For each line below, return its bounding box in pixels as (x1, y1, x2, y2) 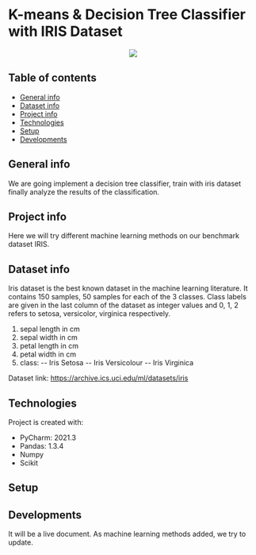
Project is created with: (8, 418, 84, 426)
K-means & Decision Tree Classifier (8, 6, 246, 24)
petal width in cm (19, 349, 77, 359)
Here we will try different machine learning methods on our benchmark (8, 231, 240, 241)
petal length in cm (19, 341, 79, 351)
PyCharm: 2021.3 (19, 433, 77, 442)
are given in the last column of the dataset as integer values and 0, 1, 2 (8, 300, 239, 310)
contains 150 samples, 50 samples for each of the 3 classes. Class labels (8, 292, 247, 302)
